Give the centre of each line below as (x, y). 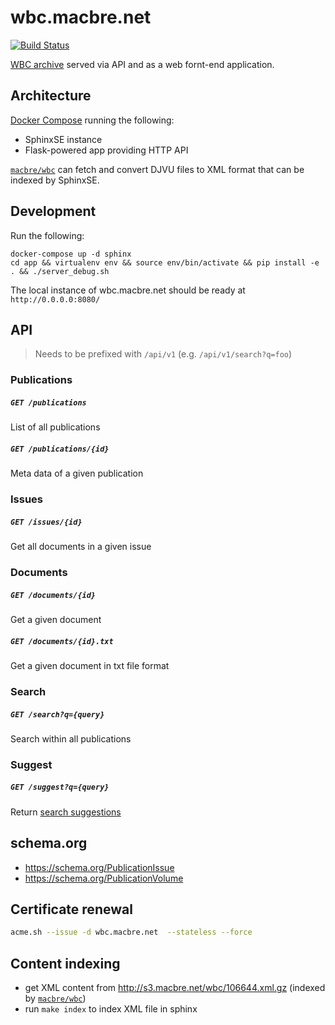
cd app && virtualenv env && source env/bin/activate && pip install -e (165, 262)
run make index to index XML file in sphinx (111, 1009)
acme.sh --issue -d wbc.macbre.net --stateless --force (131, 932)
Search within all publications (71, 738)
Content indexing (65, 963)
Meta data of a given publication (77, 473)
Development (53, 211)
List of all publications (55, 427)
